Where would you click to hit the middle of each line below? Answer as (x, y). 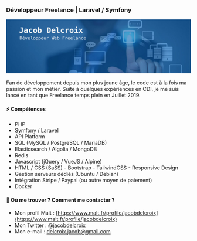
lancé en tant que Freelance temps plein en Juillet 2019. (73, 95)
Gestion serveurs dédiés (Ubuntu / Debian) (67, 174)
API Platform (30, 137)
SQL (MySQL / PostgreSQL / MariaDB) (61, 143)
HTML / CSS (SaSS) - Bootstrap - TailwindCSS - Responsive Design (96, 168)
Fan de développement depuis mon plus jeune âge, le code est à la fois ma (96, 83)
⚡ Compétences (26, 109)
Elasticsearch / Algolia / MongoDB (56, 149)
